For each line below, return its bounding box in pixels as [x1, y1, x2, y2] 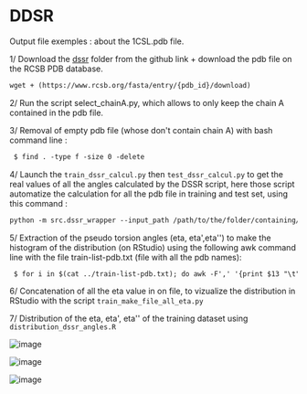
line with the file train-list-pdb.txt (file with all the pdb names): [9, 251, 242, 262]
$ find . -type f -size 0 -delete [13, 152, 145, 161]
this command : [9, 197, 69, 208]
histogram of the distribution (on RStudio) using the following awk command [9, 241, 297, 252]
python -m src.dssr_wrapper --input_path [9, 216, 170, 225]
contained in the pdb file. [9, 107, 103, 118]
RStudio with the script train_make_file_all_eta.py [9, 295, 204, 306]
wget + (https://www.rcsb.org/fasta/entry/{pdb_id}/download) [9, 80, 251, 90]
